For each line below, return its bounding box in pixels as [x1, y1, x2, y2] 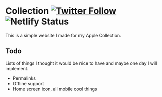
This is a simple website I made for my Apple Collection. [5, 32, 122, 38]
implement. [5, 65, 29, 71]
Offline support [12, 80, 44, 86]
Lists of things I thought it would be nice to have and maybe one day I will [5, 60, 157, 66]
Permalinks [12, 75, 36, 81]
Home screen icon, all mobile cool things [12, 86, 97, 92]
